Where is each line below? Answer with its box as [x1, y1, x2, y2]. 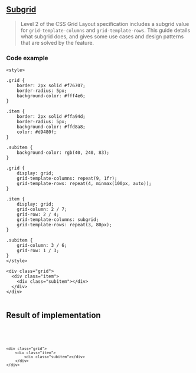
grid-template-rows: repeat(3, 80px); [17, 222, 112, 228]
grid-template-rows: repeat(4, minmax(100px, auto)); [17, 181, 152, 187]
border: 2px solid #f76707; [17, 82, 86, 89]
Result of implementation [6, 310, 102, 320]
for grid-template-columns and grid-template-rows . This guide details [20, 27, 191, 34]
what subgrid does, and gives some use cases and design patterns [20, 32, 184, 40]
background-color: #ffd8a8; [17, 124, 86, 130]
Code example [6, 54, 48, 62]
